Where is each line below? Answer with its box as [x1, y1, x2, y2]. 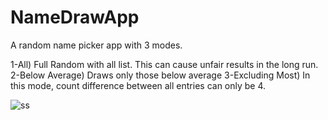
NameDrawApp [10, 6, 140, 29]
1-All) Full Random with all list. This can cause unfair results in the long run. [10, 58, 319, 70]
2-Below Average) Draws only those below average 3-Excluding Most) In [10, 69, 311, 81]
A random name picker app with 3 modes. [10, 39, 183, 51]
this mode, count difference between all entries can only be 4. [10, 79, 267, 91]
